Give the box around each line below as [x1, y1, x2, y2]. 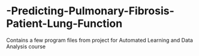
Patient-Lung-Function [6, 17, 123, 30]
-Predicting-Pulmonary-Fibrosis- [6, 4, 175, 18]
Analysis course [6, 43, 46, 50]
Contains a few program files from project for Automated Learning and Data [6, 36, 194, 43]
